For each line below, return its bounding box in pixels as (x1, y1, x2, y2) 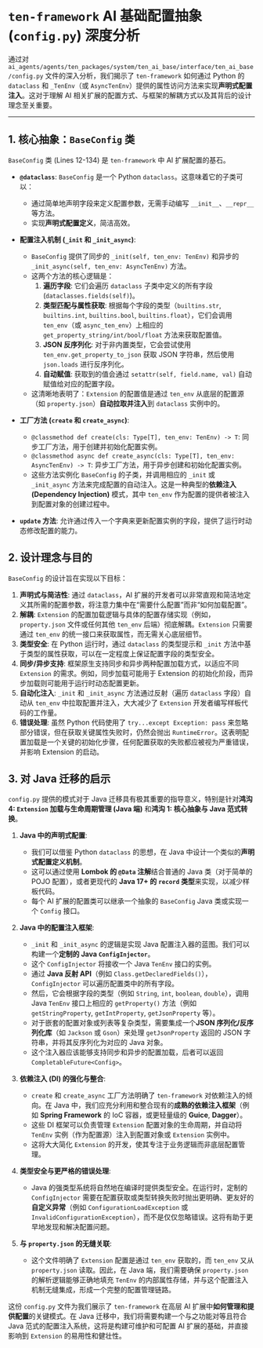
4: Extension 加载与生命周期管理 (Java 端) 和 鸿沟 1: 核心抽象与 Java (8, 804, 225, 813)
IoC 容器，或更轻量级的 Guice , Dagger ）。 (112, 1110, 247, 1120)
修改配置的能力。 (26, 525, 82, 535)
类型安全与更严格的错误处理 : (19, 1167, 111, 1176)
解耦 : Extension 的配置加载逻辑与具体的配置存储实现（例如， (19, 609, 215, 619)
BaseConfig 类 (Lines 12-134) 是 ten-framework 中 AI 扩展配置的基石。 (8, 155, 230, 165)
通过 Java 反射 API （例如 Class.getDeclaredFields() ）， (31, 969, 212, 978)
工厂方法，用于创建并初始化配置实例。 (38, 441, 162, 451)
